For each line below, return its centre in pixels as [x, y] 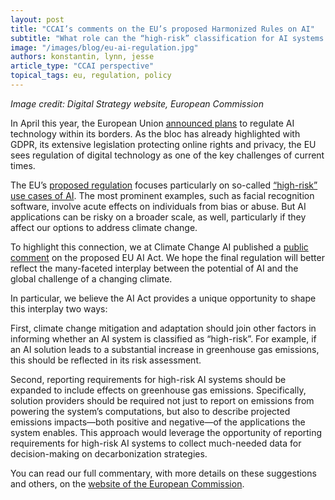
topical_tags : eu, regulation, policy [91, 76]
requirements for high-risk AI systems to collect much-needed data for [156, 443]
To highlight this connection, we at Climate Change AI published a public [159, 247]
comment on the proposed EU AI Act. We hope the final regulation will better [167, 257]
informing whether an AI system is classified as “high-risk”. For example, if [163, 338]
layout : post [37, 19]
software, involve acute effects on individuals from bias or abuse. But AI [158, 206]
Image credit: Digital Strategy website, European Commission [137, 103]
